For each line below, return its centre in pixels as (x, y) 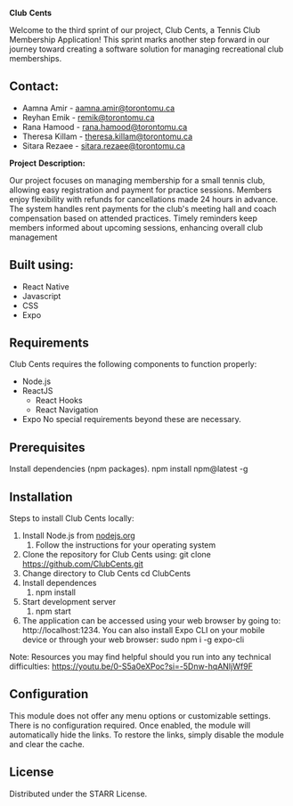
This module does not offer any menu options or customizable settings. (140, 715)
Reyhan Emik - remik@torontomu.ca (88, 117)
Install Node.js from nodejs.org (78, 536)
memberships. (36, 58)
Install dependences (59, 583)
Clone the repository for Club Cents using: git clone (117, 555)
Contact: (34, 87)
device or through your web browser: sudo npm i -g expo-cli (133, 639)
